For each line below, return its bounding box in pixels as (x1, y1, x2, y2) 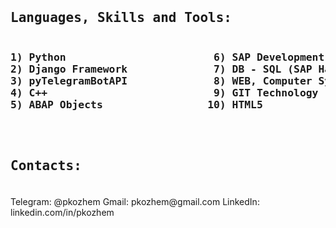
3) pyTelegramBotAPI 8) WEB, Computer (10, 75, 313, 88)
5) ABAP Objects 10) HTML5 (10, 98, 263, 112)
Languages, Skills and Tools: (10, 10, 233, 26)
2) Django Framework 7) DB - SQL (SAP (10, 63, 313, 76)
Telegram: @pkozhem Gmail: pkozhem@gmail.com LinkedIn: (10, 196, 260, 207)
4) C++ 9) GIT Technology (10, 87, 319, 100)
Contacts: (10, 158, 82, 174)
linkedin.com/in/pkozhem (10, 207, 115, 218)
